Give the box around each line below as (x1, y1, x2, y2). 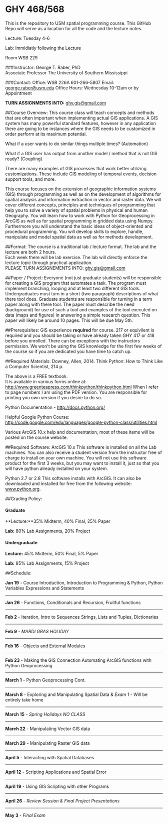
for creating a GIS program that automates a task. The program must (5, 280, 146, 286)
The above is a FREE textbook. (5, 373, 68, 379)
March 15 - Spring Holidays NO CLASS (5, 712, 85, 718)
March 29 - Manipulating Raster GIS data (5, 740, 90, 746)
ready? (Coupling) (5, 156, 42, 162)
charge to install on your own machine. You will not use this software (5, 454, 146, 460)
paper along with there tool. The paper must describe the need (5, 301, 135, 307)
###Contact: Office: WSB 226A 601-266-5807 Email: (5, 79, 114, 85)
